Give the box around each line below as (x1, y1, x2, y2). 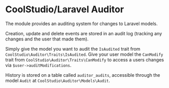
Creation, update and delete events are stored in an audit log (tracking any (5, 30, 162, 36)
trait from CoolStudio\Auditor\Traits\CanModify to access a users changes (5, 56, 164, 62)
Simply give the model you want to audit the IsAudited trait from (5, 46, 141, 52)
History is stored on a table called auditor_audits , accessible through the (5, 72, 160, 78)
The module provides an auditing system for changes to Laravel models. (5, 20, 158, 27)
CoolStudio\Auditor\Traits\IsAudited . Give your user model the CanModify (5, 51, 163, 57)
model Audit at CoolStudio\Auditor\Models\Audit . (5, 77, 110, 83)
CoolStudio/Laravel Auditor (5, 4, 124, 15)
